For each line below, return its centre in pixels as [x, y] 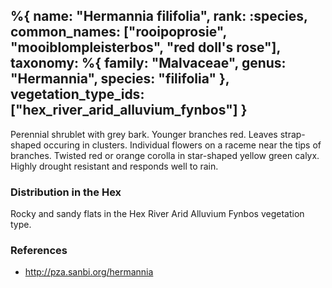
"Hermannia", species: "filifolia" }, [120, 79]
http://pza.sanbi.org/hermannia [89, 272]
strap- [292, 134]
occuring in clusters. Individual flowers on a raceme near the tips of [182, 145]
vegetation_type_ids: [77, 94]
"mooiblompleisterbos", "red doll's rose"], [145, 47]
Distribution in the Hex [66, 192]
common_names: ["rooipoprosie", [118, 32]
